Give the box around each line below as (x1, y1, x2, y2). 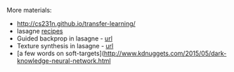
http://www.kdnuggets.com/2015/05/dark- (103, 49, 227, 57)
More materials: (6, 6, 52, 14)
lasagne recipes (16, 27, 63, 35)
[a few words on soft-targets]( (16, 49, 105, 57)
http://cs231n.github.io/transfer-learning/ (16, 20, 136, 27)
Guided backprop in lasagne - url (16, 34, 113, 43)
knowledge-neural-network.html (16, 57, 111, 65)
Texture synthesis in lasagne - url (16, 42, 114, 50)
